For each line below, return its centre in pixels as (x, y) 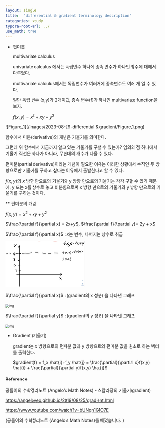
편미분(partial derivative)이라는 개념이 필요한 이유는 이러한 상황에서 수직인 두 (80, 164)
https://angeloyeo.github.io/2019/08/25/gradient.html (60, 400)
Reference (16, 379)
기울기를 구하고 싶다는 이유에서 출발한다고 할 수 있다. (73, 170)
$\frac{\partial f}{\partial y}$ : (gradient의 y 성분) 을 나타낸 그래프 (70, 316)
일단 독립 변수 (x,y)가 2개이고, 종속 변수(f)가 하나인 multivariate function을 (85, 100)
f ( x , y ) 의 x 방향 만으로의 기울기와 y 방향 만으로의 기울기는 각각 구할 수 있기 (77, 181)
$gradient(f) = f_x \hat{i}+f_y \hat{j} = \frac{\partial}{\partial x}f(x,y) (81, 362)
